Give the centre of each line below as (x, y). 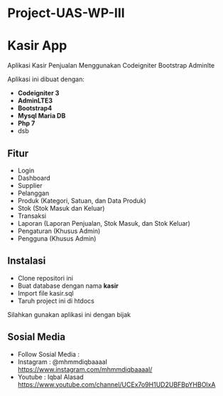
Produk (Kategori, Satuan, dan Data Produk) (82, 200)
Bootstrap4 (35, 108)
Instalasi (27, 261)
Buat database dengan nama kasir (68, 286)
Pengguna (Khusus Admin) (57, 238)
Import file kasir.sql (45, 293)
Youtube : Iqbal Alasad (50, 377)
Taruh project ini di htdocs (56, 301)
